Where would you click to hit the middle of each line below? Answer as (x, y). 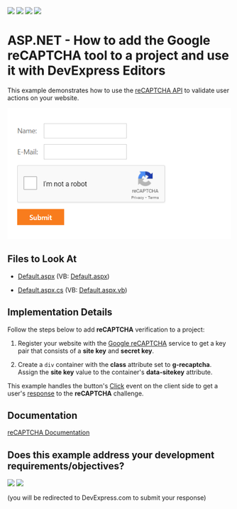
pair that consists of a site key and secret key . (86, 351)
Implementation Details (60, 312)
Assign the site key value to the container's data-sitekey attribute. (115, 372)
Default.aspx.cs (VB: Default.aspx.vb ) (72, 290)
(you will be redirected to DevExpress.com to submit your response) (107, 498)
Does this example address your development (111, 455)
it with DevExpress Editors (87, 71)
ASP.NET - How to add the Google (109, 41)
